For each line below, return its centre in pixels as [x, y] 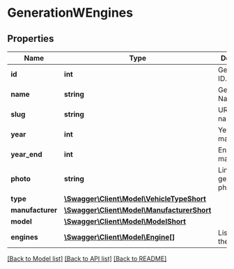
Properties [31, 39]
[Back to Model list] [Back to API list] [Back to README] [87, 259]
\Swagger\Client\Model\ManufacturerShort [138, 210]
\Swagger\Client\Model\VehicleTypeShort [135, 199]
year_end [27, 154]
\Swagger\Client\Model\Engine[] [119, 237]
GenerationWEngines [70, 13]
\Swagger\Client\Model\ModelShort [125, 221]
